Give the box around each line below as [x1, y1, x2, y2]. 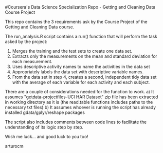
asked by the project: [5, 39, 48, 44]
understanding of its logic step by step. [5, 124, 84, 130]
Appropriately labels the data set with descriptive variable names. [12, 69, 144, 75]
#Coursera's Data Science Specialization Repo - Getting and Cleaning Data [5, 4, 156, 10]
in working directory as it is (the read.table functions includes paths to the [5, 99, 153, 105]
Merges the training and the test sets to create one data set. [12, 48, 132, 54]
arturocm [5, 143, 23, 149]
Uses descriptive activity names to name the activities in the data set [12, 64, 150, 69]
